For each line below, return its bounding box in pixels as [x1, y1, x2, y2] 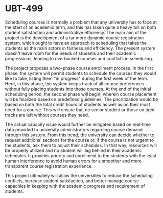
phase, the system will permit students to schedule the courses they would [5, 70, 156, 76]
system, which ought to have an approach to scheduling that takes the [5, 40, 147, 46]
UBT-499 [5, 3, 43, 14]
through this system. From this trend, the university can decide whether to [5, 132, 155, 138]
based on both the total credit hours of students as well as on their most [5, 101, 150, 107]
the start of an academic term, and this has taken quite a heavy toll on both [5, 24, 157, 30]
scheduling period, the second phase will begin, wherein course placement [5, 91, 157, 97]
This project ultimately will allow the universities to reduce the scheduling [5, 173, 153, 178]
